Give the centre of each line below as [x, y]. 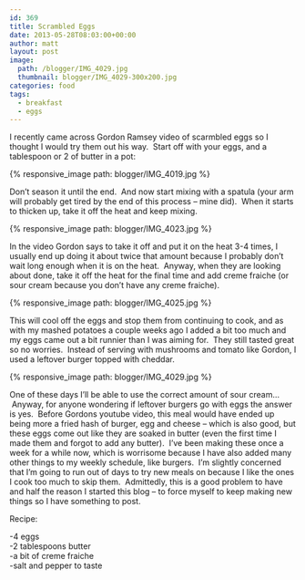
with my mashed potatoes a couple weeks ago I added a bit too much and [148, 330]
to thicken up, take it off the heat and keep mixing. [103, 212]
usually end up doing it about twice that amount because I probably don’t [147, 256]
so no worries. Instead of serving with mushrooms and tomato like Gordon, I [153, 350]
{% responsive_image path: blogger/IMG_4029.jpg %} [111, 377]
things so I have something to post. [75, 502]
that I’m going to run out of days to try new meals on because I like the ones [152, 472]
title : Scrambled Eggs [52, 26]
